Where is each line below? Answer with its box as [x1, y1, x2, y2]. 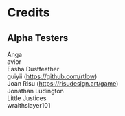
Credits [7, 5, 50, 21]
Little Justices [7, 94, 47, 102]
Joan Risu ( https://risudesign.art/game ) [7, 80, 119, 87]
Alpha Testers [7, 32, 69, 44]
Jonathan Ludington [7, 87, 64, 95]
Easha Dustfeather [7, 65, 60, 73]
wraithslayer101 [7, 102, 51, 109]
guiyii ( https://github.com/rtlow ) [7, 72, 98, 80]
